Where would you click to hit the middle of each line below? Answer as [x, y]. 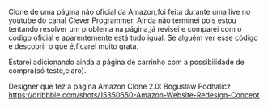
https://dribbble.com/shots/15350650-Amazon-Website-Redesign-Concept [134, 95]
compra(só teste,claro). [47, 71]
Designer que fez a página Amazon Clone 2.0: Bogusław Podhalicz [120, 86]
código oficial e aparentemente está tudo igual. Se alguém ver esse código [133, 37]
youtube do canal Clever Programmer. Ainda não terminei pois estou [122, 20]
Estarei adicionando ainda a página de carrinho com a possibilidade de [127, 62]
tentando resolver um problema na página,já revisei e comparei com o [125, 29]
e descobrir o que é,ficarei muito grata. [74, 46]
